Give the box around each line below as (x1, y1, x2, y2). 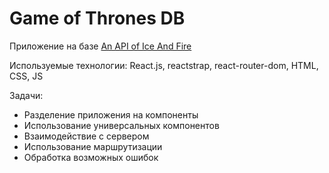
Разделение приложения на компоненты (23, 108, 199, 121)
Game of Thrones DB (9, 7, 186, 30)
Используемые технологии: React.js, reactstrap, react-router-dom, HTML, (9, 59, 319, 71)
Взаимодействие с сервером (23, 130, 150, 142)
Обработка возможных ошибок (23, 151, 159, 163)
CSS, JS (9, 70, 44, 82)
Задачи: (9, 89, 44, 101)
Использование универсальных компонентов (23, 119, 220, 131)
